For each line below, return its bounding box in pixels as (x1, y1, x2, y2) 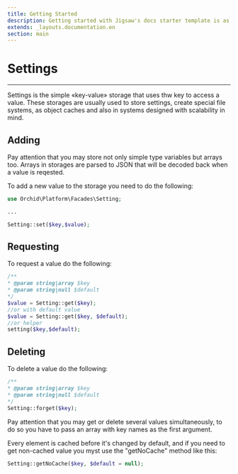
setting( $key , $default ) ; (7, 326, 81, 334)
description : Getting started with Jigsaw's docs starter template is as (7, 17, 230, 24)
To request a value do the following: (7, 260, 112, 268)
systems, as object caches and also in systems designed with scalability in (7, 106, 225, 114)
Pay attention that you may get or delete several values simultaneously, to (7, 417, 222, 426)
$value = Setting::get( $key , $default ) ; (7, 313, 129, 320)
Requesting (7, 241, 59, 253)
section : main (7, 30, 50, 38)
